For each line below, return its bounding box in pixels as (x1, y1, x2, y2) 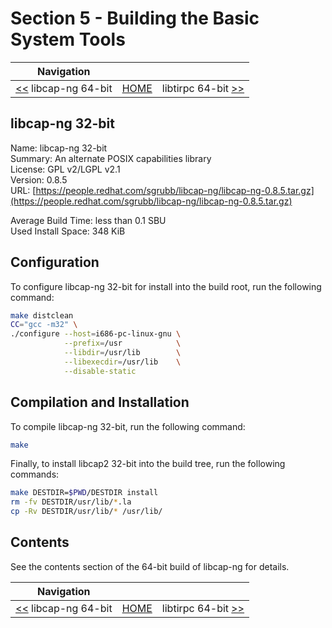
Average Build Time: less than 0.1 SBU (10, 214, 167, 226)
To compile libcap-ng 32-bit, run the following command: (10, 420, 246, 432)
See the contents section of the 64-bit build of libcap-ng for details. (10, 560, 290, 572)
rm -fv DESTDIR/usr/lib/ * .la (10, 497, 132, 507)
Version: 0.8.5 (10, 173, 68, 186)
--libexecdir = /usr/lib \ (63, 357, 182, 367)
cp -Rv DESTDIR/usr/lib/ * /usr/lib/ (10, 507, 163, 517)
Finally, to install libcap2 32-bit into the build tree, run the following (10, 458, 286, 470)
